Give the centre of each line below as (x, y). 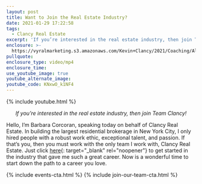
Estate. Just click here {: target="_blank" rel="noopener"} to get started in (97, 150)
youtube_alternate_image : (38, 79)
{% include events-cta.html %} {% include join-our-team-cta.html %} (92, 175)
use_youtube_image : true (37, 73)
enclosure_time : (26, 68)
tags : (13, 29)
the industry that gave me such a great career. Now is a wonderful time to (97, 157)
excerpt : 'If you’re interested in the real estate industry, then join (99, 40)
